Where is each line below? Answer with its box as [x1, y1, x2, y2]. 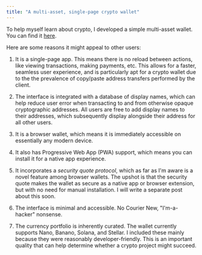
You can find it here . [6, 31, 57, 39]
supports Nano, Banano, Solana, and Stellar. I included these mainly [15, 228, 184, 236]
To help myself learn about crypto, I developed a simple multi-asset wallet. [6, 25, 193, 33]
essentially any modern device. [15, 137, 93, 144]
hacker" [15, 210, 35, 218]
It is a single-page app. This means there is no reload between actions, [15, 55, 193, 62]
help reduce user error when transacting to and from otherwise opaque [15, 99, 194, 107]
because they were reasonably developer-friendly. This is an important [15, 235, 193, 242]
